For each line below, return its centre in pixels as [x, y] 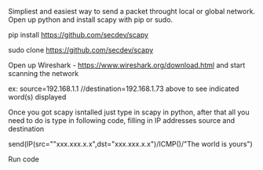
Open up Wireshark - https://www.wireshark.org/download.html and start [127, 65]
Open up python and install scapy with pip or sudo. [91, 20]
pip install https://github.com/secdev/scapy [79, 35]
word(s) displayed [37, 97]
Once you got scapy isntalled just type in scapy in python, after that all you [129, 112]
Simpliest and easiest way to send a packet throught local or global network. [132, 11]
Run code [24, 159]
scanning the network [44, 73]
